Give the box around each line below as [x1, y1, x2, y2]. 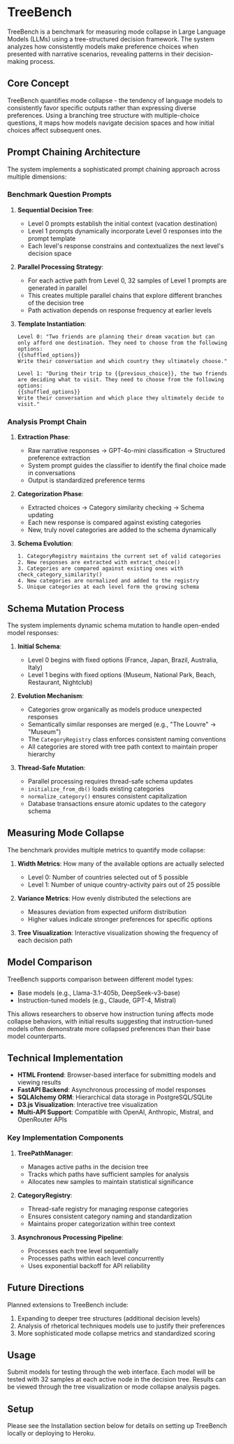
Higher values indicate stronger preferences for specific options [27, 915, 213, 923]
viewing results [17, 1078, 61, 1087]
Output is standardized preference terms [27, 476, 145, 484]
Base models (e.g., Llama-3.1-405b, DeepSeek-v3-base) [17, 988, 180, 997]
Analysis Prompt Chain [7, 416, 87, 426]
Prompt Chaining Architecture [7, 147, 141, 158]
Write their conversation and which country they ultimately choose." [17, 357, 228, 365]
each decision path [17, 936, 73, 944]
